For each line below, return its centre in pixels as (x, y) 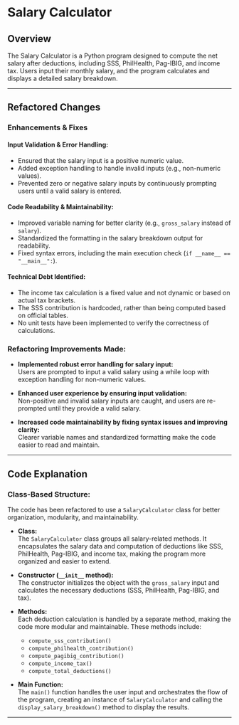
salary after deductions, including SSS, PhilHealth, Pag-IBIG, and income (114, 63)
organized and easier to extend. (64, 561)
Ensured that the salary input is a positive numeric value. (101, 160)
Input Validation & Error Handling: (58, 144)
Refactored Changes (54, 107)
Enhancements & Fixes (48, 127)
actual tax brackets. (47, 300)
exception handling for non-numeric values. (82, 380)
